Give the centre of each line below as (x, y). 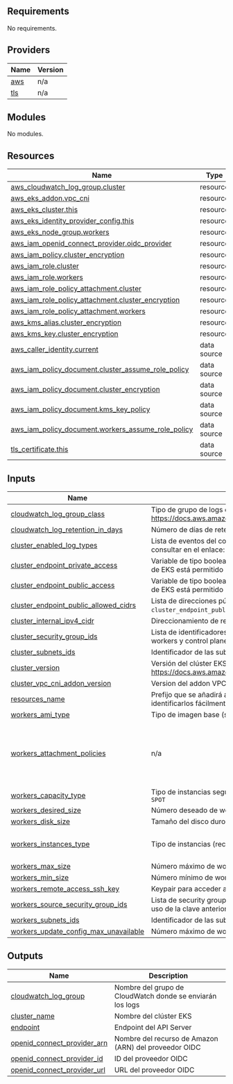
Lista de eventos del (184, 541)
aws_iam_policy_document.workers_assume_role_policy (102, 429)
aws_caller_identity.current (55, 350)
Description (169, 976)
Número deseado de (184, 810)
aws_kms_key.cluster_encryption (64, 334)
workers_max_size (41, 867)
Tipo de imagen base (185, 715)
